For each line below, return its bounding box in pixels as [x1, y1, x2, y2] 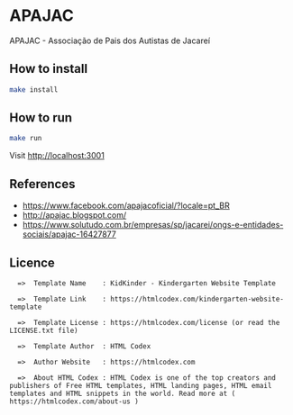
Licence [9, 255, 56, 270]
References [9, 176, 76, 192]
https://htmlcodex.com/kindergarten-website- [109, 294, 284, 303]
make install [9, 85, 59, 95]
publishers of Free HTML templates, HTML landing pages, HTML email [9, 381, 272, 390]
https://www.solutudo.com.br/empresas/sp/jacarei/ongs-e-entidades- [22, 220, 284, 230]
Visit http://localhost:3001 [9, 150, 105, 161]
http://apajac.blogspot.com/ [22, 210, 127, 221]
